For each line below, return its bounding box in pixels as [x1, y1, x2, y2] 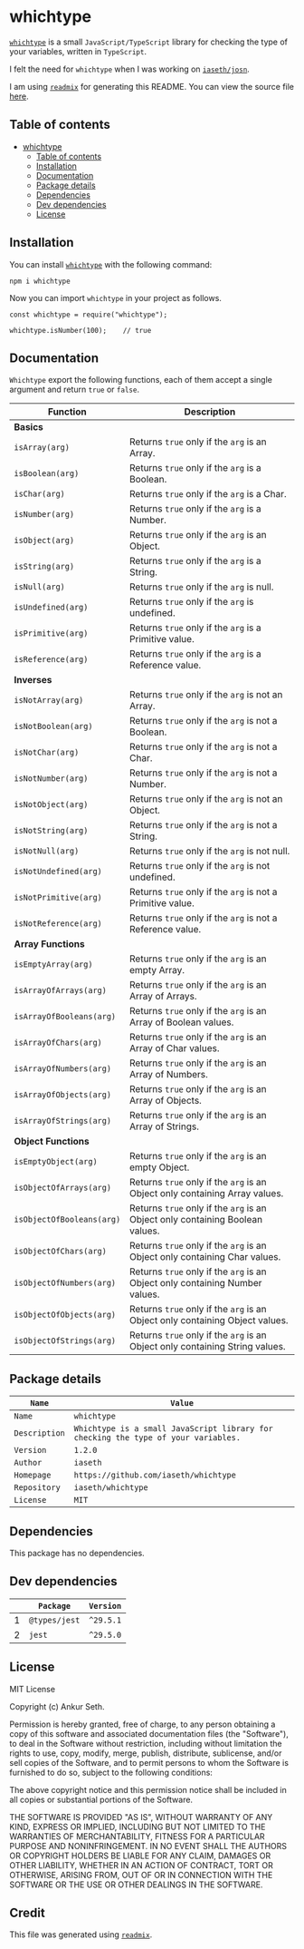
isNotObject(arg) [14, 800, 89, 810]
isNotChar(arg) [14, 747, 80, 758]
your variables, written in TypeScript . [9, 45, 147, 56]
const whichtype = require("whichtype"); [9, 310, 168, 319]
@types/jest [28, 1614, 81, 1625]
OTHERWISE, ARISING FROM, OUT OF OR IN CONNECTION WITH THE [9, 1869, 273, 1880]
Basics [14, 421, 43, 434]
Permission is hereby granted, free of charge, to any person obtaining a [9, 1719, 276, 1730]
